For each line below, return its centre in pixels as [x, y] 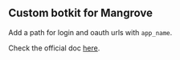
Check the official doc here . [54, 48]
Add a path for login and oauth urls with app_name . [90, 32]
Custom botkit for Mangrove [80, 13]
